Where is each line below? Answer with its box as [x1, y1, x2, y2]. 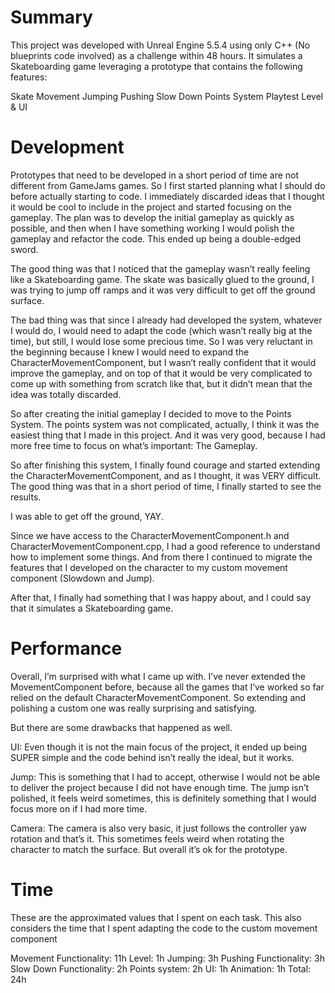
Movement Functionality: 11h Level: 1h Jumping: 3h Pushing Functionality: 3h [10, 952, 325, 964]
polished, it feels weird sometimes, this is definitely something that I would [10, 792, 317, 804]
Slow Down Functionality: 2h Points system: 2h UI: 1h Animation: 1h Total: [10, 962, 312, 975]
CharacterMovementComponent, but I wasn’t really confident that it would [10, 356, 317, 368]
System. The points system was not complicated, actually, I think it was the [10, 418, 320, 430]
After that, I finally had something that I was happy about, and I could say [10, 591, 312, 603]
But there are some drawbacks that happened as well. [10, 721, 233, 733]
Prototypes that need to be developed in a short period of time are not [10, 169, 300, 181]
